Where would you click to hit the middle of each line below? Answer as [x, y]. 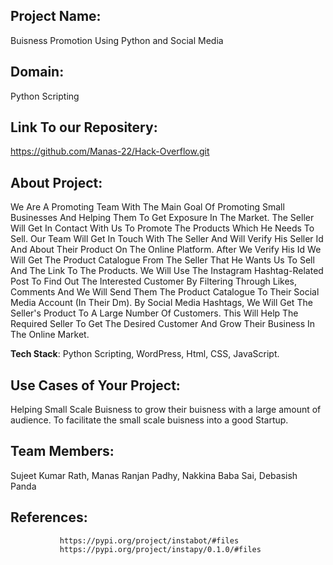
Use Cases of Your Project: [95, 385]
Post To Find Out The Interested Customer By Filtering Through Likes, [154, 281]
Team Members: [62, 451]
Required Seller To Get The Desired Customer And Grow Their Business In [163, 324]
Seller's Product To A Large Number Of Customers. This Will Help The [154, 313]
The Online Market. [50, 335]
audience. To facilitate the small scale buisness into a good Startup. [149, 420]
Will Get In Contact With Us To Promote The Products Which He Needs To [162, 228]
